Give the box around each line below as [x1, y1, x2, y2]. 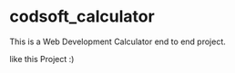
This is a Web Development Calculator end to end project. [9, 36, 226, 47]
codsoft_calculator [9, 6, 155, 27]
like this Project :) [9, 53, 75, 64]
